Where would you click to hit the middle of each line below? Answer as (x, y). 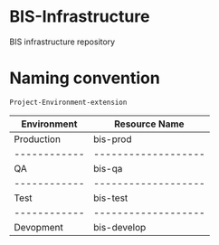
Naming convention (85, 78)
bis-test (111, 198)
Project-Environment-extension (68, 102)
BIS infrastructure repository (62, 42)
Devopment (38, 227)
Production (38, 139)
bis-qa (108, 168)
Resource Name (149, 124)
